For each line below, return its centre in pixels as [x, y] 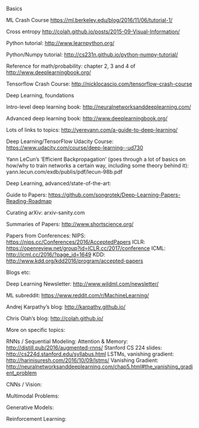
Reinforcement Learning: [36, 419]
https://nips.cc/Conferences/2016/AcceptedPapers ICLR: [76, 242]
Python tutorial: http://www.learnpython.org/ [60, 43]
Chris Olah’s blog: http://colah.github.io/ [55, 318]
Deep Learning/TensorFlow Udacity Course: [60, 141]
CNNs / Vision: [24, 384]
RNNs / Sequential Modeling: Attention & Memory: [67, 341]
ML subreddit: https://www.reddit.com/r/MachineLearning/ [78, 295]
